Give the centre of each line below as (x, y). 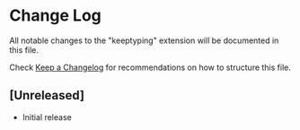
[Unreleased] (47, 95)
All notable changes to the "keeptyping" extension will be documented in (144, 40)
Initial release (47, 117)
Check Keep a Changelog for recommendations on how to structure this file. (150, 67)
